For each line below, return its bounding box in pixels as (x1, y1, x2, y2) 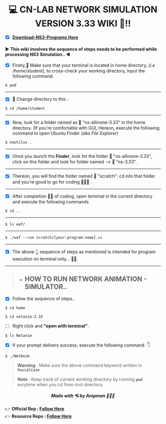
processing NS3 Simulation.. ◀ (5, 51, 71, 57)
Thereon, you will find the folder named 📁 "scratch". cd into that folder (12, 173, 156, 179)
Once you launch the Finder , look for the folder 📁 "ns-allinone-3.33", (12, 153, 152, 159)
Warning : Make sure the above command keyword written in (17, 362, 142, 368)
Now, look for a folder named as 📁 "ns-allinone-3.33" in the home (12, 120, 146, 126)
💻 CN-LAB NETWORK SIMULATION (8, 4, 158, 15)
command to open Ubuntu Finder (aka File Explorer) (12, 130, 119, 137)
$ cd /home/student (5, 106, 45, 111)
